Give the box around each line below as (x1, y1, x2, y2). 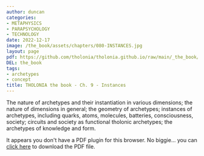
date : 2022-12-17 (6, 37, 50, 43)
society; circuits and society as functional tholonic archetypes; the (6, 118, 173, 125)
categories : (6, 15, 36, 21)
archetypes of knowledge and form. (6, 125, 96, 132)
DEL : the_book (6, 59, 42, 66)
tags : (6, 65, 20, 72)
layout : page (6, 49, 39, 55)
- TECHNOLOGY (6, 32, 39, 38)
